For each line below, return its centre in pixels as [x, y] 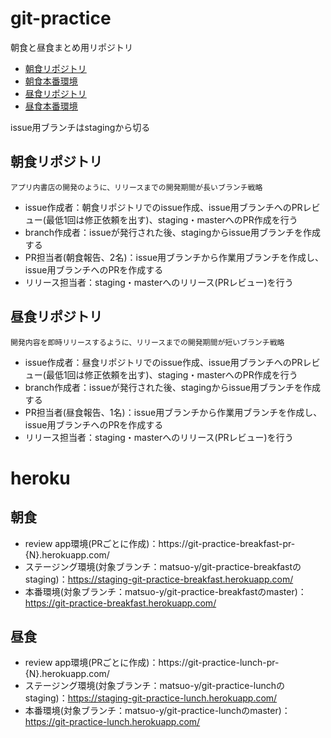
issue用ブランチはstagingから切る [80, 127]
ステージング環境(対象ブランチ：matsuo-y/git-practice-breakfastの [163, 566]
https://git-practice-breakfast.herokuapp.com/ [120, 603]
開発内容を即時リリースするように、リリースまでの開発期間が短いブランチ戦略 [147, 342]
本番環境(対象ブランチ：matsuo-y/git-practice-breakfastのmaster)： [165, 591]
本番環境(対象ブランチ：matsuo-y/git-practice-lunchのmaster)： [157, 711]
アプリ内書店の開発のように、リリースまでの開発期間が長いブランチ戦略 [136, 187]
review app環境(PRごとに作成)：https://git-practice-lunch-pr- [152, 663]
